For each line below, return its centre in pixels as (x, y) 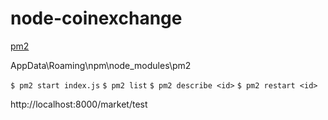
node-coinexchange (96, 18)
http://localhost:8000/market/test (79, 104)
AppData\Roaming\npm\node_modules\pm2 (101, 65)
